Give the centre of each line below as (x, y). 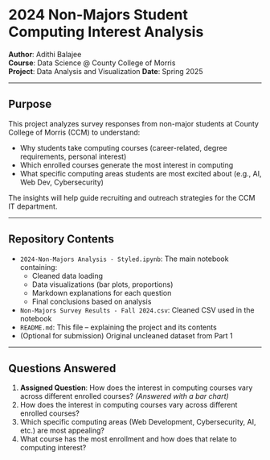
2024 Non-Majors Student (98, 15)
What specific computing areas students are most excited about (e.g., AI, (141, 173)
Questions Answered (62, 368)
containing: (39, 267)
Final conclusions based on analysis (92, 301)
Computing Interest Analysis (106, 32)
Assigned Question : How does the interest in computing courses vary (136, 387)
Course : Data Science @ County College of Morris (92, 63)
